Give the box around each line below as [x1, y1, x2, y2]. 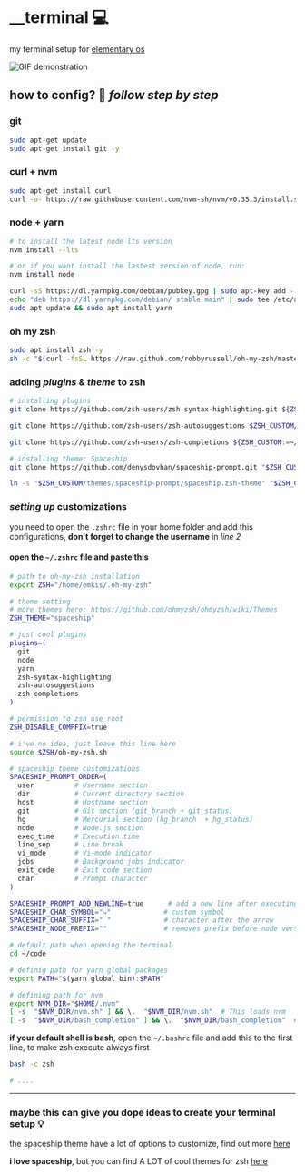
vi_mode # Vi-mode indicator [17, 848, 152, 858]
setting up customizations [9, 501, 127, 513]
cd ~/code [9, 949, 47, 958]
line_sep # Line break [17, 840, 124, 849]
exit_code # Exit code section [17, 866, 152, 875]
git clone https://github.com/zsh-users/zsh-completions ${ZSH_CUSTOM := [9, 438, 290, 447]
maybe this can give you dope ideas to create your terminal [9, 1106, 276, 1119]
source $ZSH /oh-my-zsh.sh [9, 747, 107, 756]
